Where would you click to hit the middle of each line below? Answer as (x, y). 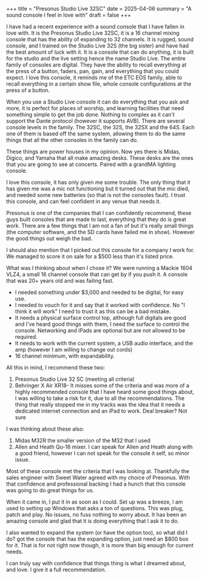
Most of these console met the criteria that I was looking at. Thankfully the (98, 471)
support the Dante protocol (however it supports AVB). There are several (96, 121)
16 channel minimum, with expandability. (65, 356)
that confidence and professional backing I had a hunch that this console (96, 484)
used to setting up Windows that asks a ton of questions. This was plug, (95, 508)
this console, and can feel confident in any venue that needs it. (84, 201)
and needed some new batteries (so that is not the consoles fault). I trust (96, 195)
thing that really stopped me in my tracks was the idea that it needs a (100, 404)
